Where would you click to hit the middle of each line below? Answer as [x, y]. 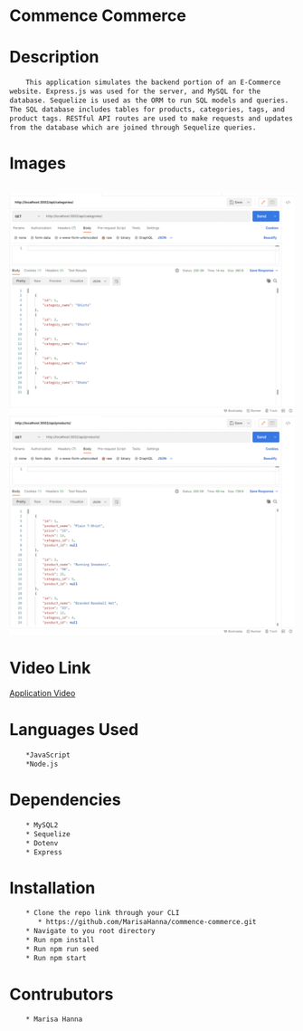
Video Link [50, 668]
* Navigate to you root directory [90, 931]
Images [38, 163]
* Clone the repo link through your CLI [103, 913]
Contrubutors [62, 994]
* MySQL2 [42, 825]
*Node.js [42, 764]
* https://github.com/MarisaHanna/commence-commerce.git [147, 922]
